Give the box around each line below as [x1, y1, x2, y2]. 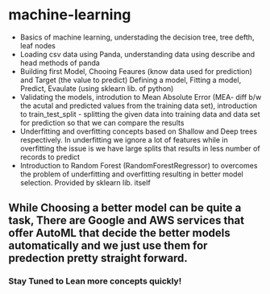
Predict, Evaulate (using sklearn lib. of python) [19, 83, 174, 93]
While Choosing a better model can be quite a [8, 201, 242, 215]
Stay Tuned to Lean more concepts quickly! [8, 275, 182, 287]
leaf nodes [19, 40, 56, 50]
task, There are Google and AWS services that [8, 213, 244, 227]
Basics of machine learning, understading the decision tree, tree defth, [19, 32, 255, 42]
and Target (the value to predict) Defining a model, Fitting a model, [19, 75, 242, 85]
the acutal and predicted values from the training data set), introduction [19, 101, 258, 110]
